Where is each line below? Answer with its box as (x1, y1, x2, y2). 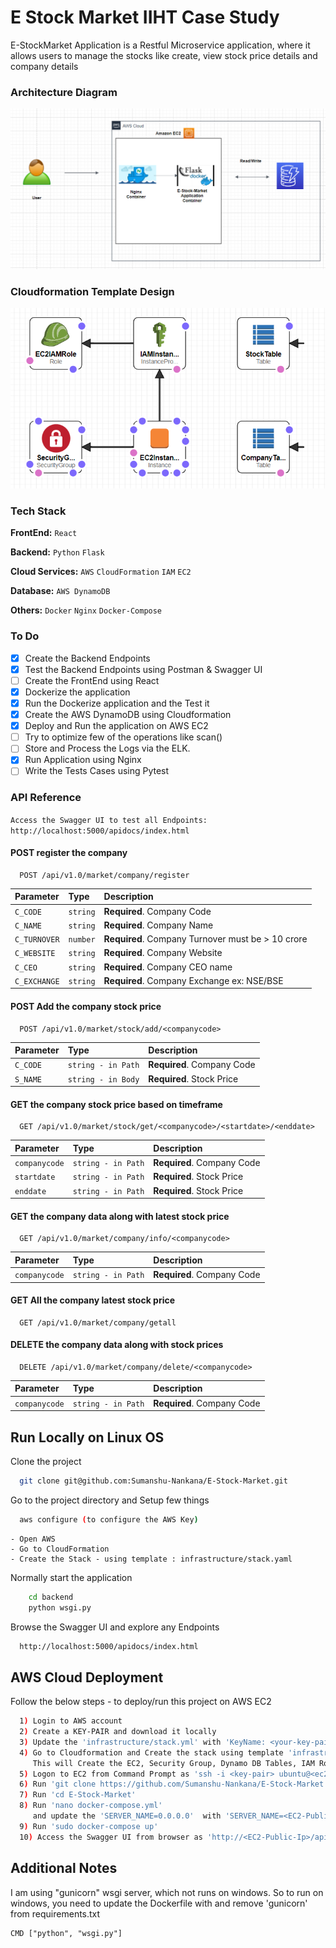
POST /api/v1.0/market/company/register (19, 870, 190, 880)
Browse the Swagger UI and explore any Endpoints (10, 1621, 220, 1633)
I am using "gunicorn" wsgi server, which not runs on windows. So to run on (10, 1886, 324, 1898)
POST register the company (10, 847, 128, 859)
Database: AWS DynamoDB (10, 585, 111, 597)
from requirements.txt (10, 1907, 101, 1920)
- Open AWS (10, 1534, 56, 1544)
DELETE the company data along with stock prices (10, 1339, 224, 1351)
